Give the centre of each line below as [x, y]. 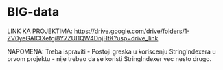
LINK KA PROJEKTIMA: [40, 31]
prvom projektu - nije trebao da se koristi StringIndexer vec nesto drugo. [109, 58]
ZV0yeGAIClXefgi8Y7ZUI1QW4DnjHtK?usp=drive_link [83, 38]
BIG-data [33, 12]
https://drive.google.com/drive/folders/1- [132, 31]
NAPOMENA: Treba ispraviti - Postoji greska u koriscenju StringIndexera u [111, 51]
